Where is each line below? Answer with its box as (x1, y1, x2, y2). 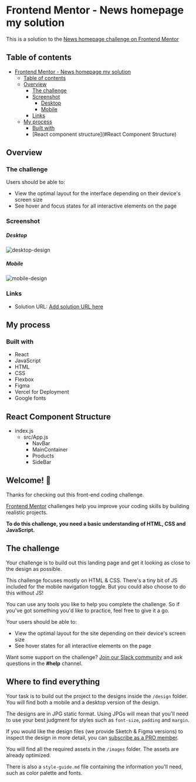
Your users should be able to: (6, 618, 77, 625)
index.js (14, 427, 34, 435)
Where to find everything (6, 677, 100, 687)
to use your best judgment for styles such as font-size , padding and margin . (6, 716, 190, 723)
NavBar (32, 440, 50, 447)
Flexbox (14, 376, 34, 383)
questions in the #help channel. (6, 660, 83, 667)
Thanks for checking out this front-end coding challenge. (6, 491, 144, 498)
